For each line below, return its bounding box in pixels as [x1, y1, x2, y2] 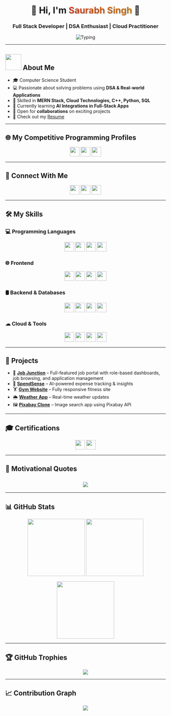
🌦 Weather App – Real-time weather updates [12, 394, 109, 400]
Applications [12, 92, 41, 98]
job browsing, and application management [12, 375, 104, 381]
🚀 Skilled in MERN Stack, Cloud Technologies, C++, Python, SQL [12, 98, 151, 104]
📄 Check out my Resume [12, 114, 65, 120]
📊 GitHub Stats [5, 502, 55, 511]
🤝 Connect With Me [5, 171, 68, 180]
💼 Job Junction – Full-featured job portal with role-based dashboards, [12, 370, 160, 376]
